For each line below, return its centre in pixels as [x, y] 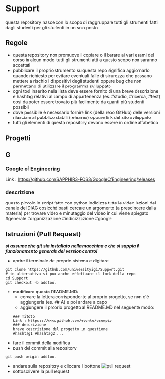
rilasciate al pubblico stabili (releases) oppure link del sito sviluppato [82, 117]
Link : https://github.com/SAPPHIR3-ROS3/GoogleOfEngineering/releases [80, 179]
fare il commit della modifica [41, 343]
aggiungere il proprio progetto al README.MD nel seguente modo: [87, 307]
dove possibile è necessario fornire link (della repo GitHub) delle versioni [86, 112]
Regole [16, 43]
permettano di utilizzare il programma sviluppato [62, 86]
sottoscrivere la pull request [41, 371]
